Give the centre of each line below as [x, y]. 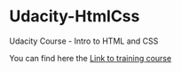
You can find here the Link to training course [90, 58]
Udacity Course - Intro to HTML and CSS [84, 41]
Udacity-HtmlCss [75, 16]
